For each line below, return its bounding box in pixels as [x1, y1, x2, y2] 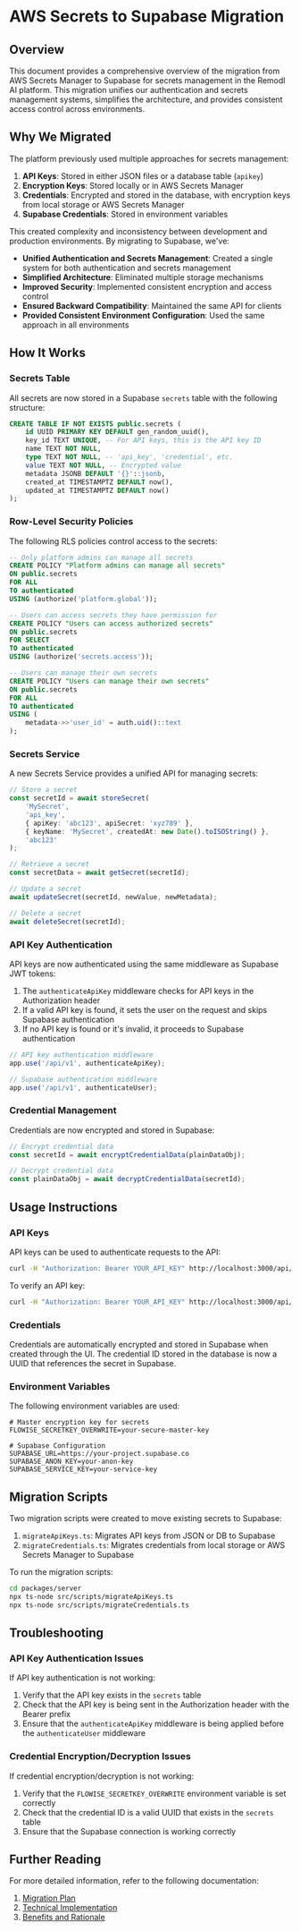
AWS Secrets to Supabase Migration [9, 6, 284, 27]
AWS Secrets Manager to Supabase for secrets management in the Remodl [9, 75, 286, 86]
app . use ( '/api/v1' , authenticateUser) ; [9, 1083, 158, 1093]
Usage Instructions [9, 1199, 118, 1214]
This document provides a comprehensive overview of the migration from [9, 65, 280, 76]
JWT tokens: [9, 968, 56, 979]
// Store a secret [9, 786, 78, 795]
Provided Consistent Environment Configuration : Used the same [21, 310, 265, 320]
